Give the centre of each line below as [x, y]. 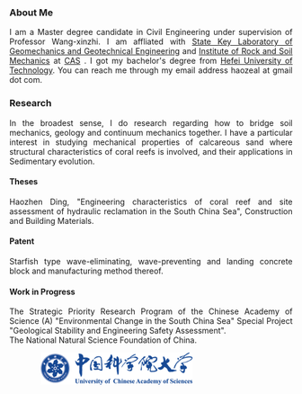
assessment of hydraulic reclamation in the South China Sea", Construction [151, 211]
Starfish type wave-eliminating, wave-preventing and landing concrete [151, 261]
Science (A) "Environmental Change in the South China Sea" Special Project [151, 321]
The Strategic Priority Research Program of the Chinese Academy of [151, 311]
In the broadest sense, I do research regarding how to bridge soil [151, 122]
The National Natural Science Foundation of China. [103, 340]
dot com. [26, 80]
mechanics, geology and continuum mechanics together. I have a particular [151, 132]
